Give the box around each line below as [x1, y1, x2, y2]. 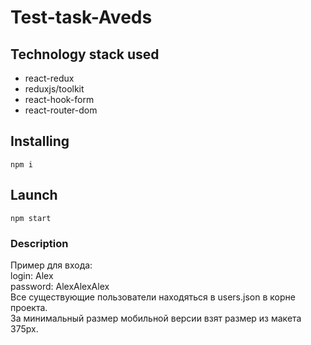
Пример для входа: [10, 259, 93, 271]
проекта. [10, 301, 48, 313]
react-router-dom [24, 104, 98, 116]
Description [10, 236, 69, 250]
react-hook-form [24, 94, 95, 105]
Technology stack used [10, 46, 160, 63]
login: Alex [10, 269, 54, 281]
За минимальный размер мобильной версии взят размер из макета [10, 312, 302, 324]
